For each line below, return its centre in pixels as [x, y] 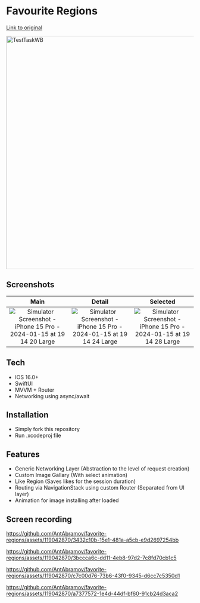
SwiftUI [24, 383]
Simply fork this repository [47, 429]
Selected [162, 301]
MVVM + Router [35, 390]
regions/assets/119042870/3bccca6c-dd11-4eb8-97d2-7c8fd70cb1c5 [91, 558]
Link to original [24, 27]
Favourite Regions [52, 11]
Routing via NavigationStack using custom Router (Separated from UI [99, 488]
